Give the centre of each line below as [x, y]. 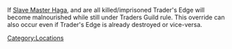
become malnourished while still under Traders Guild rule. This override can [116, 17]
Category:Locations [36, 38]
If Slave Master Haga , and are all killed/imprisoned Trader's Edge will [106, 10]
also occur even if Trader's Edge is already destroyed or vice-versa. [105, 24]
